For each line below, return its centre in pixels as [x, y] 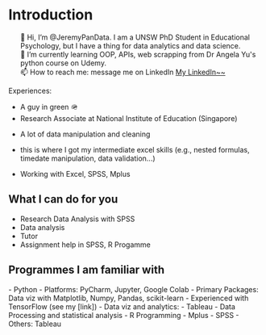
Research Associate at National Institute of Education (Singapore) [129, 118]
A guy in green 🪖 [49, 107]
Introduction [51, 15]
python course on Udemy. [63, 63]
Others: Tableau [35, 324]
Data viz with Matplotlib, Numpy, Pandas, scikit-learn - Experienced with [129, 298]
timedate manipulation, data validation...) [87, 158]
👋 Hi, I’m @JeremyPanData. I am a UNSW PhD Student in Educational [135, 37]
